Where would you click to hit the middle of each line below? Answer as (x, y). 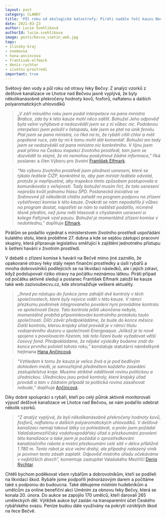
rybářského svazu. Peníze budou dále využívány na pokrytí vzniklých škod (81, 506)
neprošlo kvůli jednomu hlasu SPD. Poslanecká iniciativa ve (78, 191)
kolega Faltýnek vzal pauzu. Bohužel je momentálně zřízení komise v (87, 218)
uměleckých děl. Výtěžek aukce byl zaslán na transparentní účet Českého (80, 500)
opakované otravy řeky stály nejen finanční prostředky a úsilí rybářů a (76, 263)
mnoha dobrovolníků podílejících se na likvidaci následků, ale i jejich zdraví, (82, 268)
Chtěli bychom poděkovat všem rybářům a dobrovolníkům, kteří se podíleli (81, 474)
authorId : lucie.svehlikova (34, 33)
